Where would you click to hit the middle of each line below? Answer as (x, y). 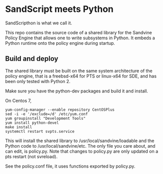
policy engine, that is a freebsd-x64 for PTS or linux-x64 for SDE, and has (81, 76)
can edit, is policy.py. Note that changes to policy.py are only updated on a (82, 151)
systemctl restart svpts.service (40, 131)
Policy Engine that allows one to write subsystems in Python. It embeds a (80, 38)
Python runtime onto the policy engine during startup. (60, 43)
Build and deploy (32, 59)
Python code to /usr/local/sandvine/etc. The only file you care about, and (80, 146)
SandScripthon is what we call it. (39, 23)
